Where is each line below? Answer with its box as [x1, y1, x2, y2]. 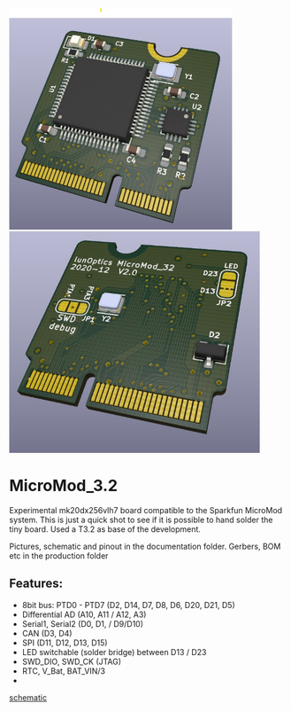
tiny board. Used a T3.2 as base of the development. [9, 523, 202, 535]
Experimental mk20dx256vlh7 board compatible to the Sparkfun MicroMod [9, 504, 283, 515]
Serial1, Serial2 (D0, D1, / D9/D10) [21, 618, 144, 629]
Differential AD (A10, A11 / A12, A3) [21, 609, 147, 620]
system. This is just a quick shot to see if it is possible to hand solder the [9, 514, 273, 525]
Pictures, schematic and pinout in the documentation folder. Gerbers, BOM [9, 541, 281, 551]
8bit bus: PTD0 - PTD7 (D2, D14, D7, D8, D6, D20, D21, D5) [21, 599, 236, 610]
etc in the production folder [9, 550, 109, 561]
